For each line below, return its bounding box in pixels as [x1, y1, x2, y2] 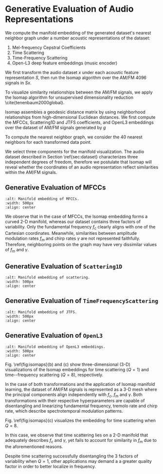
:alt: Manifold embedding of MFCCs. [5, 196, 79, 201]
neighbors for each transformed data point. [5, 139, 92, 145]
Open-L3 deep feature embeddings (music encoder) [12, 60, 118, 66]
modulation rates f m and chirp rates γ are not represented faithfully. [5, 235, 140, 242]
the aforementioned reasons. [5, 444, 63, 450]
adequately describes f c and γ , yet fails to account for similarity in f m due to [5, 437, 157, 444]
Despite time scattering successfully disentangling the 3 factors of [5, 453, 139, 459]
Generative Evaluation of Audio [5, 3, 134, 15]
